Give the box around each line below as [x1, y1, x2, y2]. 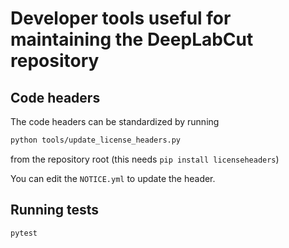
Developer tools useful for [10, 7, 232, 30]
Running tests [10, 202, 100, 219]
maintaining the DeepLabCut [10, 28, 254, 51]
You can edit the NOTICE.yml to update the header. [10, 172, 216, 184]
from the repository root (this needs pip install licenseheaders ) [10, 153, 280, 165]
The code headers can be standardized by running [10, 116, 220, 127]
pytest [10, 228, 38, 238]
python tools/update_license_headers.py [10, 135, 182, 145]
